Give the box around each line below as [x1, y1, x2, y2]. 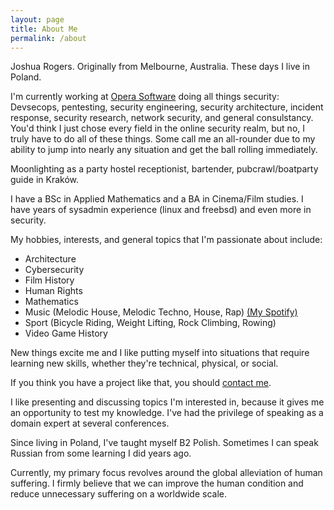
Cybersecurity [24, 264, 85, 276]
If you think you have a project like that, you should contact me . [10, 377, 272, 389]
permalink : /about [10, 33, 87, 43]
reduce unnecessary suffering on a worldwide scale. [10, 488, 228, 500]
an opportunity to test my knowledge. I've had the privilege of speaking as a [10, 407, 324, 419]
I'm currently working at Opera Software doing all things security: [10, 91, 280, 103]
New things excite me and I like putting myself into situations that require [10, 347, 310, 359]
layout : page [10, 14, 65, 25]
